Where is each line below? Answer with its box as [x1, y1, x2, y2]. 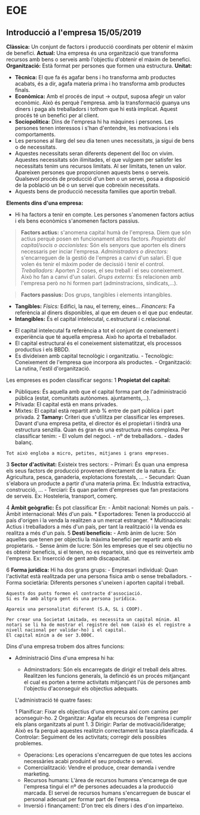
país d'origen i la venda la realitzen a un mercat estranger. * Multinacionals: [6, 517, 192, 524]
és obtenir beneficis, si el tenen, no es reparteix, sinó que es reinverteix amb [6, 548, 194, 555]
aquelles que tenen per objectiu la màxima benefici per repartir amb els [6, 536, 182, 543]
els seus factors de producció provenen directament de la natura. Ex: [6, 467, 176, 474]
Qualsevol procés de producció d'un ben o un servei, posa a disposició [14, 175, 190, 182]
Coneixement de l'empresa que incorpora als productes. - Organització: [14, 359, 192, 366]
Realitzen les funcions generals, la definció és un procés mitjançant [23, 672, 190, 679]
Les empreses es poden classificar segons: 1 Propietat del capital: [6, 376, 171, 384]
